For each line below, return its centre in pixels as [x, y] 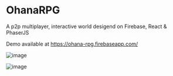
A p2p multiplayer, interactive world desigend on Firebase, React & [86, 26]
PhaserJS [18, 32]
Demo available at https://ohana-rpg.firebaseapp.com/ [72, 44]
